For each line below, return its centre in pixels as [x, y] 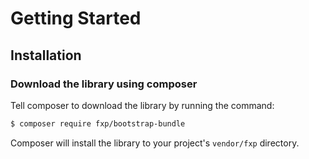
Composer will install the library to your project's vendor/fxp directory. [155, 143]
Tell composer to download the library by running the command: [142, 105]
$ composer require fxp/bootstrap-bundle [98, 123]
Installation [46, 55]
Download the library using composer [104, 84]
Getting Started [76, 18]
